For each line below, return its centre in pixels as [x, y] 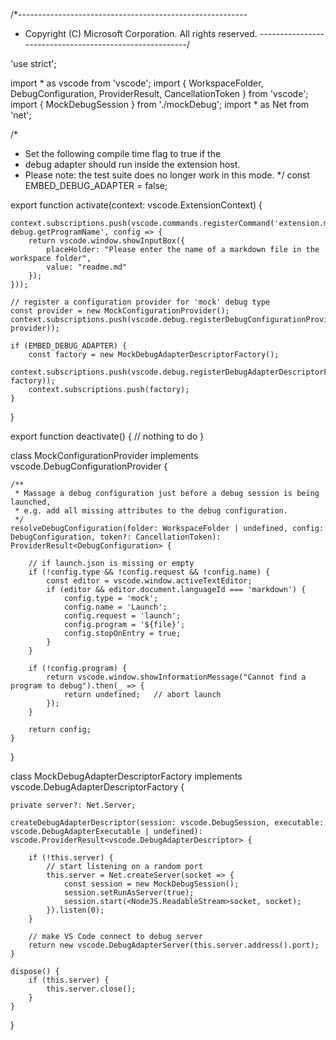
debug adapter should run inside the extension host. [132, 164]
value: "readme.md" [87, 267]
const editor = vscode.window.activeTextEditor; [149, 581]
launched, [31, 502]
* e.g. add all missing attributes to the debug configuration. [151, 511]
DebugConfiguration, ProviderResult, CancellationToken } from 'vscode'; [159, 93]
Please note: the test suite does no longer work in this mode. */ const [167, 175]
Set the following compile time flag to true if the [123, 153]
